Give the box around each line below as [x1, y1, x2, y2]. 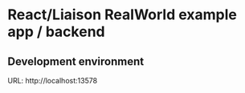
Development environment [7, 55, 145, 68]
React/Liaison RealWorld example [7, 6, 238, 24]
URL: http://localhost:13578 [7, 76, 98, 85]
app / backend [7, 22, 105, 41]
